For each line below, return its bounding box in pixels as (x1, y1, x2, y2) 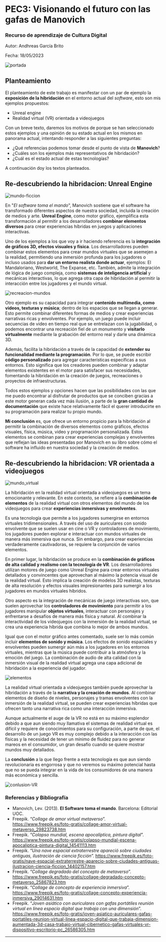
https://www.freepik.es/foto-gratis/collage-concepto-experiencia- (12, 890, 148, 896)
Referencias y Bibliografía (5, 794, 69, 801)
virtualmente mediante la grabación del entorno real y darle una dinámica (5, 332, 156, 337)
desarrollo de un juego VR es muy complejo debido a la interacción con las (5, 731, 158, 737)
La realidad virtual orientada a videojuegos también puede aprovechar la (5, 684, 153, 690)
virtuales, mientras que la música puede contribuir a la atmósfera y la (5, 649, 146, 655)
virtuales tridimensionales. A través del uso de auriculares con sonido (5, 520, 147, 526)
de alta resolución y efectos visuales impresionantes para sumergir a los (5, 582, 152, 589)
